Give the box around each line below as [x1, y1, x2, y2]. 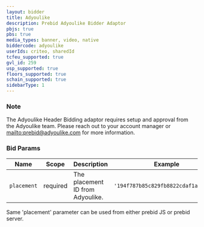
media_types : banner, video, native [6, 37, 99, 43]
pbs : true [6, 32, 32, 38]
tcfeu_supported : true [6, 54, 64, 60]
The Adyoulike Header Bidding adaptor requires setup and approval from [6, 116, 189, 123]
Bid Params [6, 144, 41, 152]
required [43, 181, 68, 190]
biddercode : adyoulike [6, 43, 64, 49]
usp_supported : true [6, 65, 59, 72]
